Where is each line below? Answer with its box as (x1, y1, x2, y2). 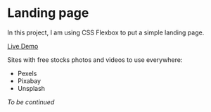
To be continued (7, 97, 55, 106)
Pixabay (17, 76, 41, 85)
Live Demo (7, 42, 39, 50)
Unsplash (17, 84, 46, 92)
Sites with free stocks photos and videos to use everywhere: (7, 55, 183, 64)
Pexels (17, 69, 37, 77)
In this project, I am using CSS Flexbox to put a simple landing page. (7, 28, 205, 37)
